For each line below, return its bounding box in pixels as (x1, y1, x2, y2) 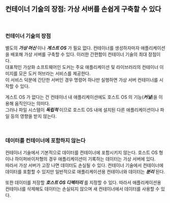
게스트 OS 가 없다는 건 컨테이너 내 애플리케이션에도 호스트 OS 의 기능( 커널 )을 (5, 94, 158, 100)
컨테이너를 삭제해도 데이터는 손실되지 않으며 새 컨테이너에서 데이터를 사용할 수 (5, 186, 160, 192)
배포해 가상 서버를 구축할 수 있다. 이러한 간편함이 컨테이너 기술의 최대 (10, 52, 147, 58)
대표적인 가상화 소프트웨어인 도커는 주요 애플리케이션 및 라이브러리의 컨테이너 (5, 64, 159, 70)
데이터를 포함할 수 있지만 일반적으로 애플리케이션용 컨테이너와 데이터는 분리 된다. (5, 169, 165, 175)
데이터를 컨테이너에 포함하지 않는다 (5, 137, 86, 144)
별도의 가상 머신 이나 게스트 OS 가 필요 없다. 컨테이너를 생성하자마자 (5, 45, 140, 51)
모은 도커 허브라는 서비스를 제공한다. (18, 70, 91, 77)
